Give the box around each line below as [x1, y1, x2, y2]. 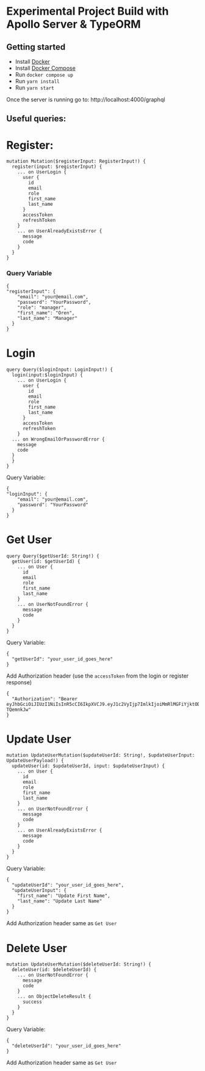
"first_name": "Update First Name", [17, 893, 111, 899]
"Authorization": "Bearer [12, 695, 78, 702]
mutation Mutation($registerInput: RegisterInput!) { [6, 158, 146, 165]
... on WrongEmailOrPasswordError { [12, 436, 105, 442]
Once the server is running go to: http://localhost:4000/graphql [6, 96, 165, 103]
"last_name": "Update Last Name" [17, 898, 103, 904]
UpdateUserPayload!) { [6, 758, 64, 764]
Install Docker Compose [15, 64, 76, 72]
